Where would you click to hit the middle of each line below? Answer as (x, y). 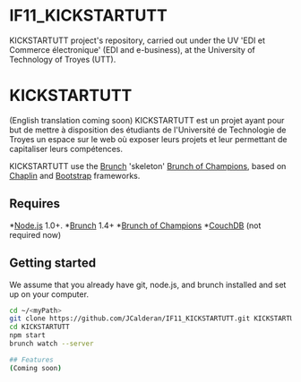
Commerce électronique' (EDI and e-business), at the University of (132, 49)
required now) (35, 234)
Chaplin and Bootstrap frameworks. (75, 175)
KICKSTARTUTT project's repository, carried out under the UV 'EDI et (138, 40)
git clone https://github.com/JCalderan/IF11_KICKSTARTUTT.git (130, 318)
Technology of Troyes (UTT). (63, 59)
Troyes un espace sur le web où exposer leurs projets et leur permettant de (149, 139)
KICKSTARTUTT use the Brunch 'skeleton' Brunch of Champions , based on (148, 166)
